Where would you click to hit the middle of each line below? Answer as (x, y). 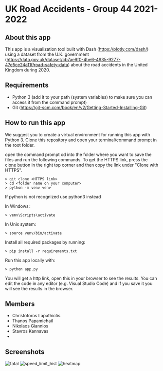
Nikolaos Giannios (30, 326)
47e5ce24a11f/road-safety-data (36, 65)
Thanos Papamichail (32, 321)
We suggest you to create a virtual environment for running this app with (78, 134)
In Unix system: (21, 224)
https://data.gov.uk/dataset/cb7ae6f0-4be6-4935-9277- (63, 59)
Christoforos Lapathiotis (36, 316)
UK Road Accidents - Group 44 (69, 9)
